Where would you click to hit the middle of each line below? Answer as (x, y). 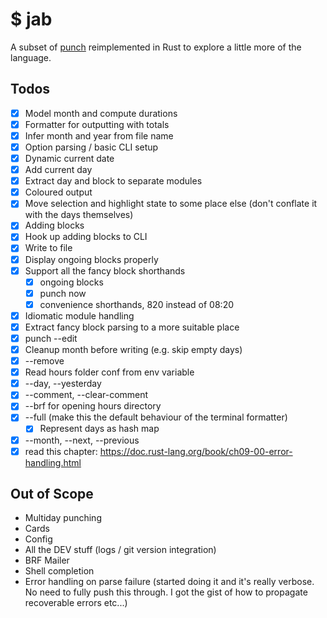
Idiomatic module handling (79, 315)
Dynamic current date (69, 158)
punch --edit (51, 338)
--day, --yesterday (63, 384)
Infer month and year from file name (99, 135)
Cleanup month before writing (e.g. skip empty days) (133, 349)
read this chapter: (61, 451)
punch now (63, 293)
